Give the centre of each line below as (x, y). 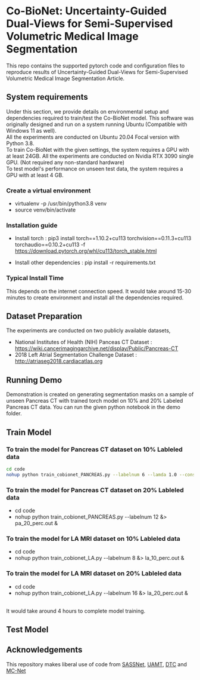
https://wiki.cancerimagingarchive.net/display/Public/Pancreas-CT (96, 348)
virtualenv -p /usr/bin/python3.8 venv (61, 204)
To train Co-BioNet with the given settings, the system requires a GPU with (98, 149)
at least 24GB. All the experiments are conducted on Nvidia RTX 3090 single (100, 156)
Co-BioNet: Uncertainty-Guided (86, 11)
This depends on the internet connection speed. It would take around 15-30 (99, 291)
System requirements (47, 97)
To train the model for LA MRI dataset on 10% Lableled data (93, 538)
